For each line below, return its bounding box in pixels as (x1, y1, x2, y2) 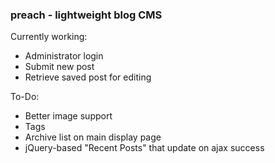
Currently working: (10, 31, 88, 43)
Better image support (24, 110, 113, 122)
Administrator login (24, 50, 104, 62)
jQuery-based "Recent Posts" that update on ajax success (24, 142, 265, 154)
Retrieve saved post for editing (24, 71, 152, 83)
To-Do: (10, 91, 40, 103)
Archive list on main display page (24, 131, 162, 143)
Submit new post (24, 61, 95, 73)
